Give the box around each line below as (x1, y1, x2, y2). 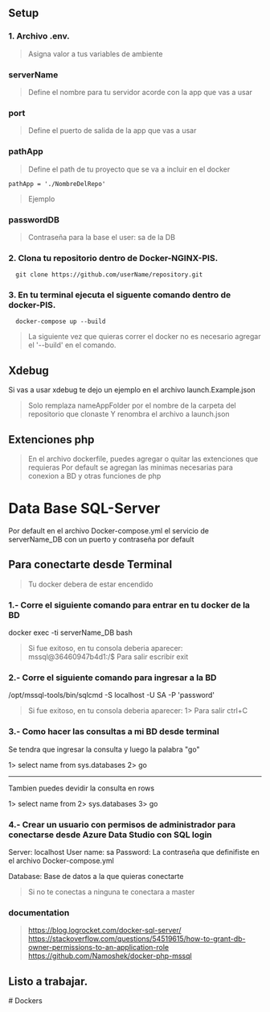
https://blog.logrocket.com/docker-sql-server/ (27, 926, 182, 935)
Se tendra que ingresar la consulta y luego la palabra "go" (8, 744, 200, 754)
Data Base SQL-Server (8, 500, 161, 518)
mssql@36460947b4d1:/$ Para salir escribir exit (27, 652, 189, 662)
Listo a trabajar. (8, 974, 88, 988)
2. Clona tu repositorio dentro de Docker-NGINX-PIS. (8, 252, 219, 263)
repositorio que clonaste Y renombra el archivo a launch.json (27, 409, 231, 419)
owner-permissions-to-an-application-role (27, 943, 170, 952)
